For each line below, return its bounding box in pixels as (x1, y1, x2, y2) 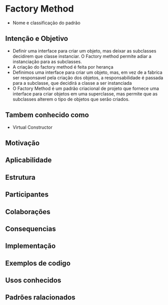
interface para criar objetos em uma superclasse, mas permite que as (12, 90, 158, 96)
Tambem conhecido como (5, 111, 90, 119)
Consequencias (5, 224, 56, 233)
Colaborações (5, 208, 51, 216)
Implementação (5, 242, 56, 250)
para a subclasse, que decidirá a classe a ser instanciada (12, 80, 132, 86)
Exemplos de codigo (5, 259, 71, 268)
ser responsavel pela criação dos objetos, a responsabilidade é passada (12, 74, 163, 81)
